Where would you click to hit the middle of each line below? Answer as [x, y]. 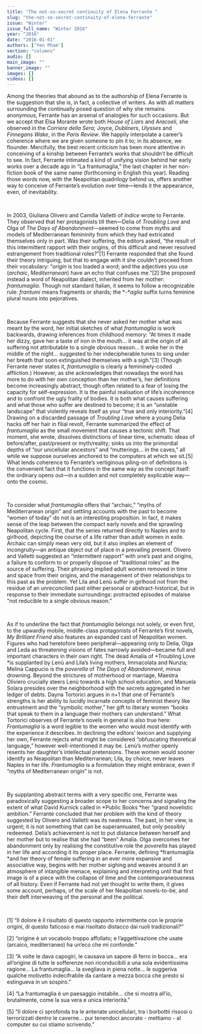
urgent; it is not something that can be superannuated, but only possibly [96, 827]
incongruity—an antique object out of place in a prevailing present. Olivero [99, 550]
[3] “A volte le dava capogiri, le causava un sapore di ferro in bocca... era [97, 956]
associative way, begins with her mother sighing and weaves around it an [97, 865]
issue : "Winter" [27, 23]
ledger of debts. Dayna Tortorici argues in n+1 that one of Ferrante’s [91, 695]
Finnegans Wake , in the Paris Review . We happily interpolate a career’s [95, 135]
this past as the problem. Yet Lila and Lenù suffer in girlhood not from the [97, 582]
